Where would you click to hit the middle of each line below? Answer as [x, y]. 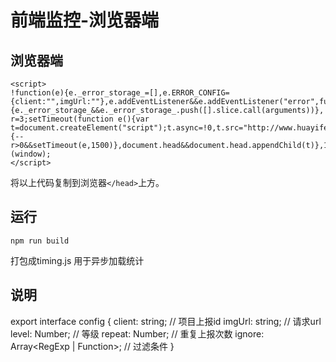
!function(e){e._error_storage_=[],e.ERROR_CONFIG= [120, 93]
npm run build [40, 241]
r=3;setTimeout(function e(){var [80, 119]
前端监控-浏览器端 [85, 20]
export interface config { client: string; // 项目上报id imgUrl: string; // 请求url [166, 321]
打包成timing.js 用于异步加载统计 [77, 260]
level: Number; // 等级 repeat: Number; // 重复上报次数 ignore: [137, 333]
